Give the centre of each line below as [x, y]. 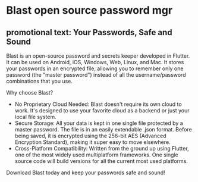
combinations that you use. [40, 81]
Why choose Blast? [30, 92]
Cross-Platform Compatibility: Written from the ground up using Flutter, [102, 148]
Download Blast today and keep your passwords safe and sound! [86, 172]
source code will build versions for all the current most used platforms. [101, 161]
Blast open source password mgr [89, 10]
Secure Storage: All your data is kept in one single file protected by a [99, 123]
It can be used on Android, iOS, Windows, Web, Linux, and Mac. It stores [95, 62]
